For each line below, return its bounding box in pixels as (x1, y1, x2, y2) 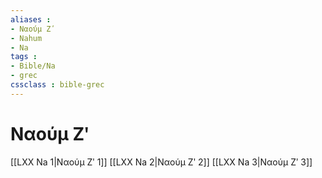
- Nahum (10, 33, 43, 43)
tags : (10, 52, 38, 62)
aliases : (10, 14, 52, 25)
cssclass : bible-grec (10, 80, 105, 90)
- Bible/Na (10, 61, 56, 71)
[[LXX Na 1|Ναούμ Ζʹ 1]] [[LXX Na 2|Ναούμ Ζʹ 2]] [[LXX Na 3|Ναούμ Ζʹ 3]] (10, 156, 313, 168)
